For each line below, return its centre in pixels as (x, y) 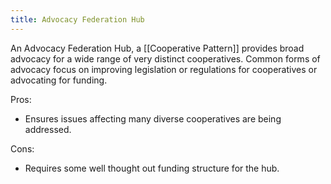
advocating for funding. (59, 80)
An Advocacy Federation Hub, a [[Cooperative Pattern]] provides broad (157, 48)
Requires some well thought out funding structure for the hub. (152, 168)
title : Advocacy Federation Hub (77, 19)
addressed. (48, 129)
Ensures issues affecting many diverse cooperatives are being (153, 118)
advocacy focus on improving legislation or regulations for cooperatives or (164, 69)
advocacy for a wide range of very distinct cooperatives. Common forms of (165, 58)
